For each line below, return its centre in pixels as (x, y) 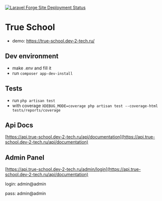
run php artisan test (34, 100)
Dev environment (32, 56)
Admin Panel (25, 157)
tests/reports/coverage (36, 110)
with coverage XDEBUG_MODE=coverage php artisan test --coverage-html (85, 106)
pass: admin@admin (26, 194)
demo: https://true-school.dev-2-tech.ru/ (53, 41)
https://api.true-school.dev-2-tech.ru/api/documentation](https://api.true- (81, 137)
